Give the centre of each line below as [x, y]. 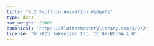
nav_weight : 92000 [30, 23]
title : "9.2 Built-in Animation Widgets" [60, 12]
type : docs [20, 17]
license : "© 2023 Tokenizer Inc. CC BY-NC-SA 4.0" [72, 34]
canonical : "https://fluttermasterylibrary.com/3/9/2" [77, 28]
